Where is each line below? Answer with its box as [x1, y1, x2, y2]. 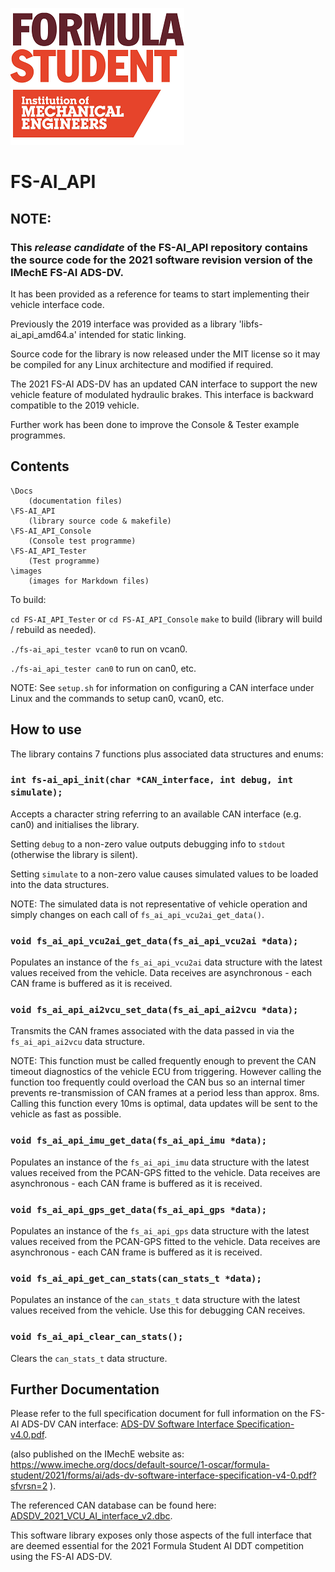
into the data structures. [10, 878, 110, 890]
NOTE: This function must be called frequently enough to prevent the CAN [10, 1055, 317, 1067]
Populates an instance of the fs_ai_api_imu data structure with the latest [10, 1156, 310, 1168]
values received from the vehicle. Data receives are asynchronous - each [10, 967, 312, 979]
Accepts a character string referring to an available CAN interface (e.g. [10, 808, 302, 820]
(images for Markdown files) [28, 576, 150, 586]
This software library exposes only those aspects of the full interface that [10, 1529, 312, 1542]
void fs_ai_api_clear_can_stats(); [10, 1331, 184, 1343]
